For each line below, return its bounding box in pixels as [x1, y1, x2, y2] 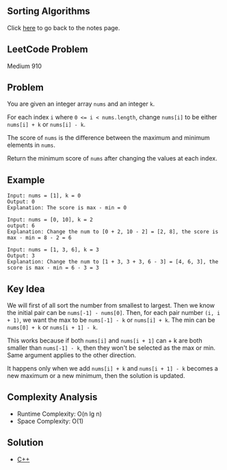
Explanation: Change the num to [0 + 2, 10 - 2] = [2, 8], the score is [7, 228, 219, 235]
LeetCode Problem [7, 44, 88, 56]
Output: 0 [7, 198, 36, 205]
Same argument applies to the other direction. [7, 351, 137, 360]
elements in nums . [7, 141, 56, 150]
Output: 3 [7, 252, 36, 259]
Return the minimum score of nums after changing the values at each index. [7, 154, 217, 163]
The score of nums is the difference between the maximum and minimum [7, 134, 211, 142]
